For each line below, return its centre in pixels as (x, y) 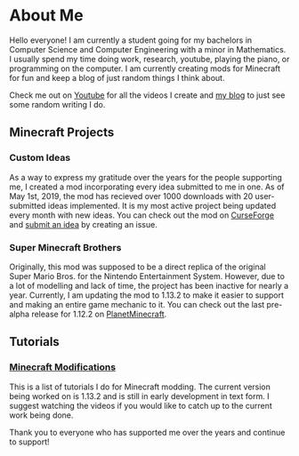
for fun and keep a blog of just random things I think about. (117, 77)
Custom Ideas (40, 158)
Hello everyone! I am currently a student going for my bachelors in (131, 40)
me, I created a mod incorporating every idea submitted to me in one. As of (147, 187)
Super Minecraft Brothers (65, 247)
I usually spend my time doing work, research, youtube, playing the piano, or (149, 59)
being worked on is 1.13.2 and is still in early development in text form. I (139, 396)
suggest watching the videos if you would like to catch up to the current (141, 405)
